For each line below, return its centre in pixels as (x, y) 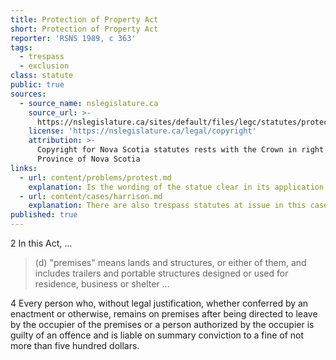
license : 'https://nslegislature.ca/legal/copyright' (142, 131)
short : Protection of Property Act (84, 29)
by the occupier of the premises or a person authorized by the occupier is (162, 324)
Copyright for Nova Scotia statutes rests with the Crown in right (180, 150)
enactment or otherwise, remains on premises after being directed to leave (164, 314)
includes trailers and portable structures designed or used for (161, 273)
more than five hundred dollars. (75, 345)
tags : (21, 47)
